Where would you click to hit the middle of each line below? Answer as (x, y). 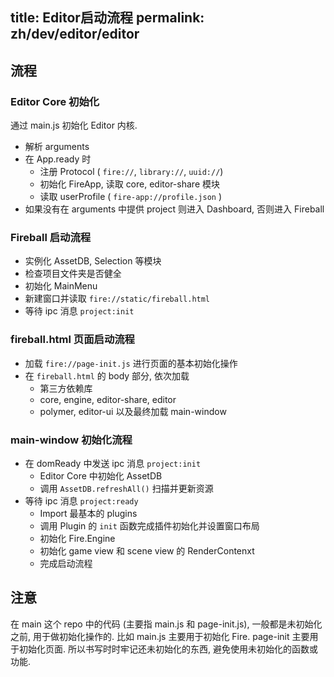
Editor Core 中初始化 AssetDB (101, 475)
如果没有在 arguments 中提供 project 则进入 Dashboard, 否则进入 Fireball (174, 209)
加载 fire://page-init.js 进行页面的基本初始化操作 (131, 363)
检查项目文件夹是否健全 (73, 274)
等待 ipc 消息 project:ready (81, 500)
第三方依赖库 (66, 388)
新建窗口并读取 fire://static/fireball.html (117, 299)
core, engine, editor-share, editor (108, 399)
